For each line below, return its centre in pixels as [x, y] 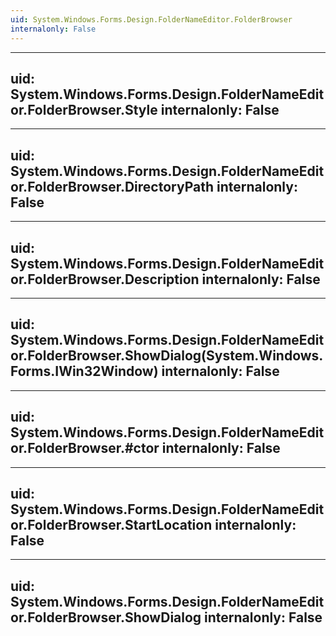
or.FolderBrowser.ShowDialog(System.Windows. [167, 356]
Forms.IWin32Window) [84, 371]
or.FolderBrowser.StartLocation [111, 524]
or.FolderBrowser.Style [84, 109]
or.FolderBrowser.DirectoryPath [112, 186]
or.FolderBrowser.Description [105, 279]
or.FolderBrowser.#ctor [85, 448]
